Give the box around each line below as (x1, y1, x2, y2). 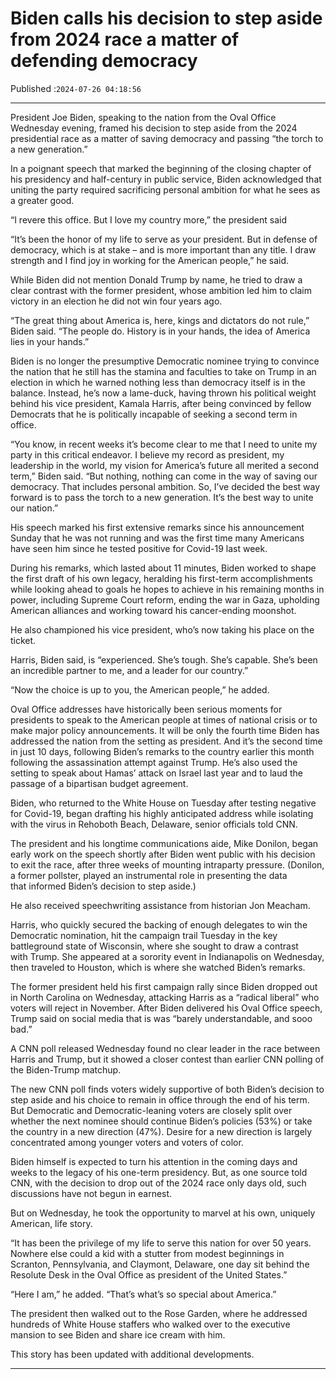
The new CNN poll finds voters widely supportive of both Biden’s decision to (10, 1083, 325, 1095)
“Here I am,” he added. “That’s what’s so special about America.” (10, 1288, 277, 1300)
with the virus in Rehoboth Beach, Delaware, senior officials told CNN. (10, 818, 298, 830)
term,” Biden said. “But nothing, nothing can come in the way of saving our (10, 470, 318, 482)
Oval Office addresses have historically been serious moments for (10, 703, 283, 715)
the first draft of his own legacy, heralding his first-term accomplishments (10, 572, 313, 584)
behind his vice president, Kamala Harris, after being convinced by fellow (10, 397, 312, 409)
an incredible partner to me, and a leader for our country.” (10, 664, 249, 676)
